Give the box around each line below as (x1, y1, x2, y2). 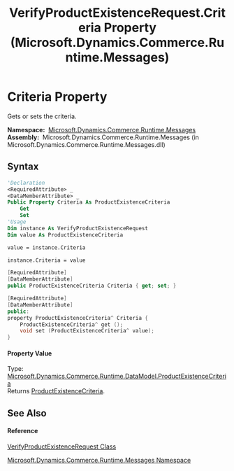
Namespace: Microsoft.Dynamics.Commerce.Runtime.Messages (7, 125, 196, 134)
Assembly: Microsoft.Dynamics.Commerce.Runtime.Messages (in (7, 133, 199, 141)
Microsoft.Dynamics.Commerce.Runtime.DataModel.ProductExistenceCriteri (7, 372, 227, 381)
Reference (7, 427, 38, 435)
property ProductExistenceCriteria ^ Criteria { (7, 314, 149, 321)
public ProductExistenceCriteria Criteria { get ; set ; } (7, 282, 177, 290)
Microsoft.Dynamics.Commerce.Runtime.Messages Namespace (7, 456, 191, 464)
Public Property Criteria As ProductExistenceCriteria (7, 199, 170, 206)
